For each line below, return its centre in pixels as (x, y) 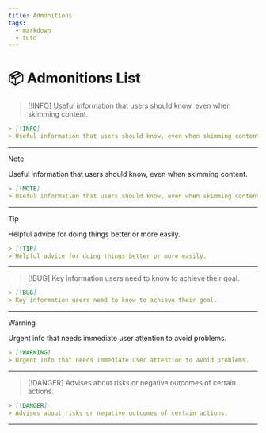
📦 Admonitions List (74, 78)
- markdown (33, 30)
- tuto (26, 38)
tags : (17, 23)
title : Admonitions (40, 15)
